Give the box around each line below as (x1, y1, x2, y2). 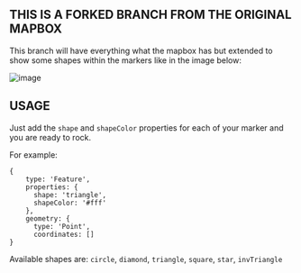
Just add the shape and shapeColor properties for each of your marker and (9, 122, 284, 133)
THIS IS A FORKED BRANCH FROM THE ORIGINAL (9, 7, 292, 23)
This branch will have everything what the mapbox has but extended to (9, 45, 273, 56)
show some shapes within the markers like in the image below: (9, 54, 242, 66)
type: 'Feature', (25, 175, 91, 184)
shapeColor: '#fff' (32, 198, 106, 207)
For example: (9, 149, 59, 160)
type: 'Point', (32, 222, 91, 231)
